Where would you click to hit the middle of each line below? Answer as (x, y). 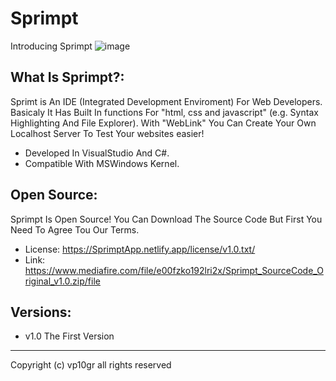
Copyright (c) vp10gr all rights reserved (91, 365)
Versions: (41, 312)
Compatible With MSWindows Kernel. (102, 163)
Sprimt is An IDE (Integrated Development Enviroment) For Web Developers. (166, 101)
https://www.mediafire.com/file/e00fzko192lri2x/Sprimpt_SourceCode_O (174, 270)
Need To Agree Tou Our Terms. (75, 229)
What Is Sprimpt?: (67, 77)
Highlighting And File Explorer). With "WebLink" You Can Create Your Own (163, 123)
